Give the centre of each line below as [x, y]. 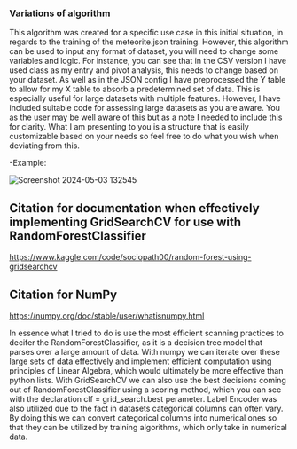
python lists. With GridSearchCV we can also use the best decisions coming [148, 380]
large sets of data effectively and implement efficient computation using [141, 361]
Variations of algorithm [60, 13]
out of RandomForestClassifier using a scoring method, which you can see [145, 390]
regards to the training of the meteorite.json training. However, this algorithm [149, 42]
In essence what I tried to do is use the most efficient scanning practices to [146, 333]
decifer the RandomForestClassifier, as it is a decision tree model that [136, 342]
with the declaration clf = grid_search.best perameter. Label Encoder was [143, 398]
